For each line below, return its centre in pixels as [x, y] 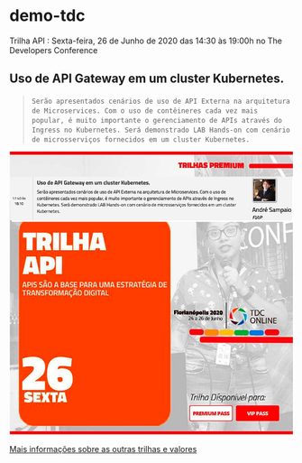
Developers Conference [54, 50]
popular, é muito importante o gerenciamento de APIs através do [156, 120]
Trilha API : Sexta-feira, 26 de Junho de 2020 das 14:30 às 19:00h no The [146, 41]
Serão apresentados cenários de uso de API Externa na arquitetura [160, 101]
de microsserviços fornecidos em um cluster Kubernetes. [141, 139]
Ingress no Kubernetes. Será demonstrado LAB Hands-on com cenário [160, 130]
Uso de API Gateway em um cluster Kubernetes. [147, 79]
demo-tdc [47, 16]
